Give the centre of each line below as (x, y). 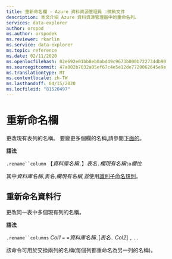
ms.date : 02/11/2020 (32, 56)
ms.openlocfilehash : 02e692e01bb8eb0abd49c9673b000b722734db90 (86, 61)
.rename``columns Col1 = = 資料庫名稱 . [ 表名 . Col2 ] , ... (72, 237)
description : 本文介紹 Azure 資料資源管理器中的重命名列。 (73, 17)
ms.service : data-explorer (40, 45)
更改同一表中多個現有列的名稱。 (45, 212)
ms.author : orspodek (32, 34)
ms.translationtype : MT (36, 73)
